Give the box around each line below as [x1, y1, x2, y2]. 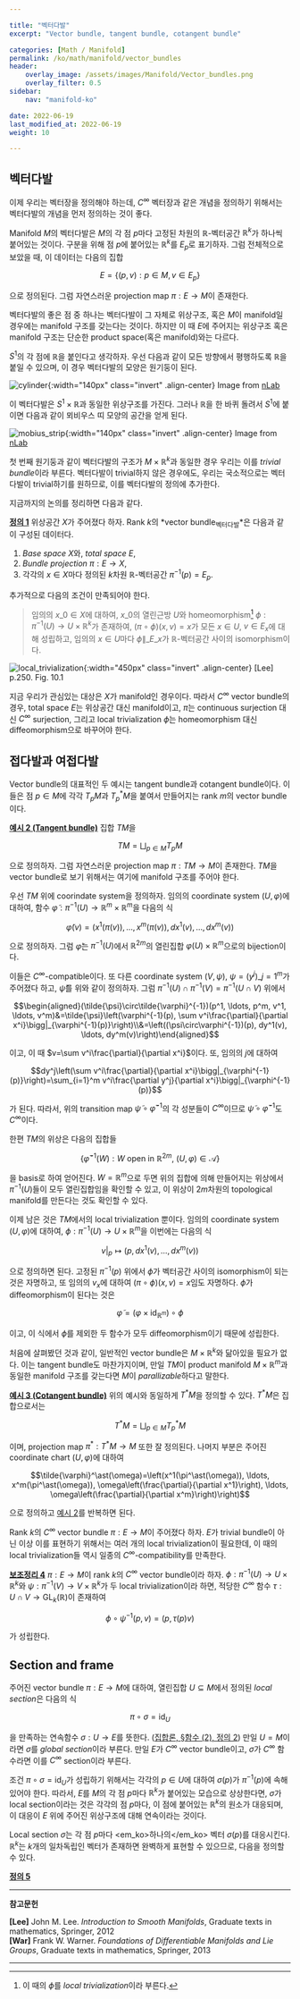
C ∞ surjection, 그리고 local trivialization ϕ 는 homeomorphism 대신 [18, 712, 258, 724]
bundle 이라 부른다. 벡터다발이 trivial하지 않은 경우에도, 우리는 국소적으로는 [9, 467, 270, 478]
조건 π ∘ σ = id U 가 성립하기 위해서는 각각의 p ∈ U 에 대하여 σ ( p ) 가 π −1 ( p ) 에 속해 [9, 1773, 288, 1787]
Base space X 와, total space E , [21, 548, 137, 559]
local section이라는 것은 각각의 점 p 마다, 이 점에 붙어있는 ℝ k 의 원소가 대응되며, [9, 1798, 284, 1810]
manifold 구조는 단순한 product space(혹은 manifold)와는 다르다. [9, 332, 239, 342]
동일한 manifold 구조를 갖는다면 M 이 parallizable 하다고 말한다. [9, 1370, 229, 1381]
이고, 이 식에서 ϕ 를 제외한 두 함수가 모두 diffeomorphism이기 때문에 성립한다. [9, 1328, 279, 1339]
